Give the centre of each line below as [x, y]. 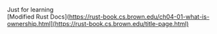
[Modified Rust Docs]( [38, 17]
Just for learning [30, 10]
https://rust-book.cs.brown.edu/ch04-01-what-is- [139, 17]
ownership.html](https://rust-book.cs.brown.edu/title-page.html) [98, 24]
